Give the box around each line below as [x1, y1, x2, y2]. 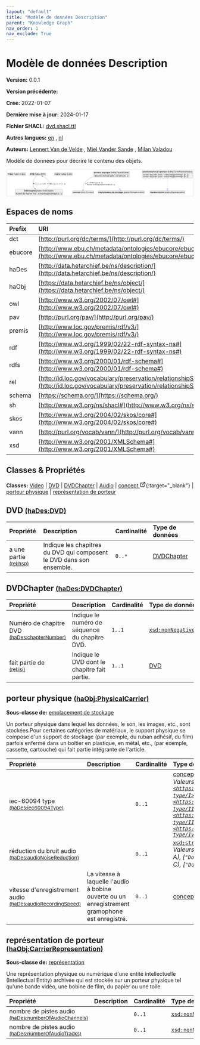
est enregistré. [86, 915, 127, 923]
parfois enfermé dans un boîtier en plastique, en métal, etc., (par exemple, [6, 740, 188, 747]
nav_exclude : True [6, 31, 52, 37]
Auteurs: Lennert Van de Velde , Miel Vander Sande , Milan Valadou [6, 146, 173, 153]
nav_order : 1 [6, 25, 39, 32]
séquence [71, 626, 100, 634]
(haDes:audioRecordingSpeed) [9, 901, 82, 907]
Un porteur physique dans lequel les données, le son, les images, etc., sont [6, 721, 190, 728]
